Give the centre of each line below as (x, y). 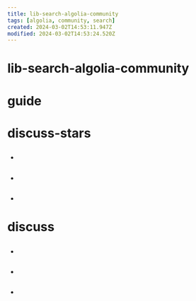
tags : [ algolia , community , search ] (61, 20)
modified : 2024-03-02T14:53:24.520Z (61, 34)
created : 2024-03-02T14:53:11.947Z (60, 27)
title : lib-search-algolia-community (63, 14)
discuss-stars (49, 133)
